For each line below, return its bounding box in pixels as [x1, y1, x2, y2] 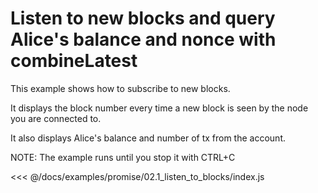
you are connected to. [10, 112, 102, 124]
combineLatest [10, 50, 138, 72]
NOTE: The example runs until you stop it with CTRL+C [10, 151, 236, 163]
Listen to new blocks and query [10, 7, 276, 30]
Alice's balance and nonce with [10, 28, 277, 51]
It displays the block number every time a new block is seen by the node [10, 102, 309, 114]
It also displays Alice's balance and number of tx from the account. [10, 132, 286, 144]
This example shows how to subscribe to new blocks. [10, 82, 231, 94]
